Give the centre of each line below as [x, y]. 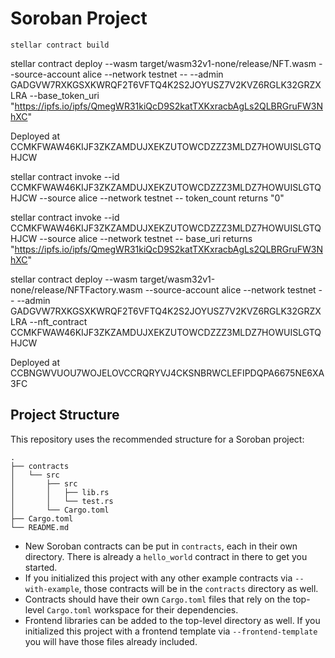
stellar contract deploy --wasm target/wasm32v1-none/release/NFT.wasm [163, 63]
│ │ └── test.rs [62, 501]
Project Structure [65, 415]
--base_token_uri [64, 95]
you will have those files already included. [111, 641]
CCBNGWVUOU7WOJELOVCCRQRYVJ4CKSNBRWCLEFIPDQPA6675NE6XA [167, 373]
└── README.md [40, 527]
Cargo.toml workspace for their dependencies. [142, 609]
